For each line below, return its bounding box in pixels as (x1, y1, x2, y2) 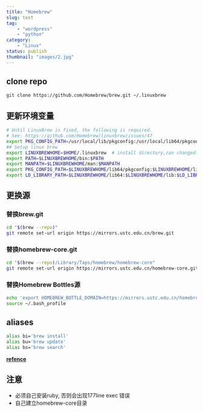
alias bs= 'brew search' (6, 345, 66, 351)
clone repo (6, 76, 48, 87)
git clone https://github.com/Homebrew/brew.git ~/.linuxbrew (6, 92, 166, 99)
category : (6, 37, 31, 43)
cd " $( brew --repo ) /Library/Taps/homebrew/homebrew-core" (6, 259, 155, 265)
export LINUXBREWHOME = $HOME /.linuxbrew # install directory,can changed (6, 150, 196, 156)
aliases (6, 317, 34, 327)
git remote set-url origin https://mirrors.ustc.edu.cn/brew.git (6, 230, 174, 236)
